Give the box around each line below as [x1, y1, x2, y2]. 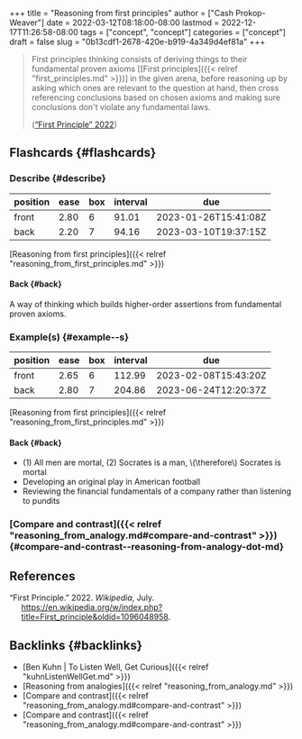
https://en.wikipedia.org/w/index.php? [21, 602, 163, 613]
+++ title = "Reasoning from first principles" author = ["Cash [9, 8, 234, 18]
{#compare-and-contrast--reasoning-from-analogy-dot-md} [9, 541, 284, 553]
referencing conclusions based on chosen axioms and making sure [31, 92, 281, 103]
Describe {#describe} [9, 172, 106, 185]
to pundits [22, 496, 60, 506]
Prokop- [235, 8, 266, 18]
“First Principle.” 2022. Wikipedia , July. [9, 592, 155, 603]
